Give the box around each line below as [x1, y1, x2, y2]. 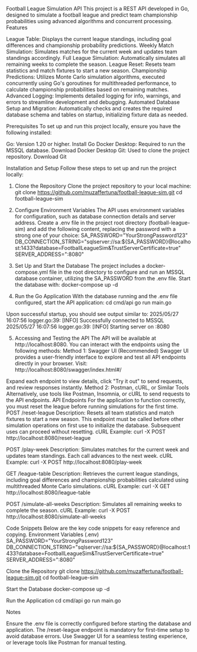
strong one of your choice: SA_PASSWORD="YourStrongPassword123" [14, 232, 188, 239]
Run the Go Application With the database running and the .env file [14, 293, 178, 299]
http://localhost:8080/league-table [6, 489, 91, 496]
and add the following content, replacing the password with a [26, 226, 176, 232]
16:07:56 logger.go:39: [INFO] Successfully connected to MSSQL [6, 317, 164, 324]
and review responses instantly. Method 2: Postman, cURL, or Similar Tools [6, 384, 189, 391]
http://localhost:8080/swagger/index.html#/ [14, 366, 122, 373]
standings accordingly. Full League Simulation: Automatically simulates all [6, 55, 186, 61]
